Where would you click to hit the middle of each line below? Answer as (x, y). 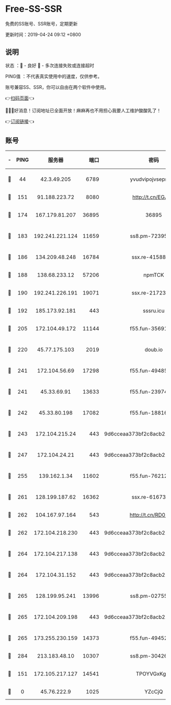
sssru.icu (154, 310)
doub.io (154, 349)
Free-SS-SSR (34, 9)
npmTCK (154, 275)
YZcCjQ (154, 691)
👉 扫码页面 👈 (20, 98)
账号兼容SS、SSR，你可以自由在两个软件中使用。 (57, 87)
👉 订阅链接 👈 (20, 121)
